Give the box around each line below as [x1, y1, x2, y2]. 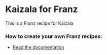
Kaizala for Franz [5, 4, 79, 15]
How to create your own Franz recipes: [5, 33, 102, 40]
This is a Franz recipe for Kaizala [5, 20, 74, 26]
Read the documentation [12, 44, 64, 50]
